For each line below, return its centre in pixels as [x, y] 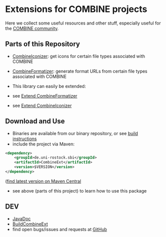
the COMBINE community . [32, 28]
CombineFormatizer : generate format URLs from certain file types [80, 71]
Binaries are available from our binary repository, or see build [75, 133]
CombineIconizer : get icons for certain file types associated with [79, 56]
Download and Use [35, 121]
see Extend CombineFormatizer [45, 95]
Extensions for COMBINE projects [76, 9]
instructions [25, 138]
